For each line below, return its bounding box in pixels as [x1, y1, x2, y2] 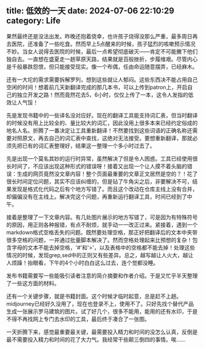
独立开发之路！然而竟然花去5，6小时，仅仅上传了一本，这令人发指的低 [16, 91, 194, 98]
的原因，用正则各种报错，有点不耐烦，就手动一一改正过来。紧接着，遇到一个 [6, 221, 198, 228]
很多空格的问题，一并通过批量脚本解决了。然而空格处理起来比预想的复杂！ [6, 236, 192, 243]
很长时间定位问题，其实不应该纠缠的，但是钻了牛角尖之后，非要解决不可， [6, 178, 192, 185]
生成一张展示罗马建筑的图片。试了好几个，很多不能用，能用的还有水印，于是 [6, 308, 198, 315]
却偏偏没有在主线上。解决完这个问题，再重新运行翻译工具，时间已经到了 [6, 193, 187, 200]
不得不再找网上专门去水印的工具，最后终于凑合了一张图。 [6, 315, 150, 322]
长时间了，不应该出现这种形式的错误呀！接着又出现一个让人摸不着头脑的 [6, 162, 187, 170]
